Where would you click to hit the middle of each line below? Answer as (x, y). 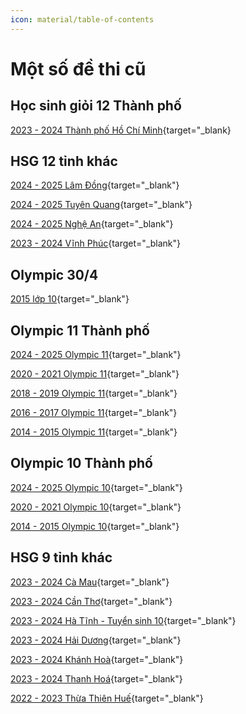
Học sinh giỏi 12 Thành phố (96, 106)
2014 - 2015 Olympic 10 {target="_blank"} (95, 526)
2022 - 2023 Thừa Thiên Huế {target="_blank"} (107, 698)
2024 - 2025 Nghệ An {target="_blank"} (92, 224)
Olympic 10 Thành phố (81, 463)
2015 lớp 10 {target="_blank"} (70, 299)
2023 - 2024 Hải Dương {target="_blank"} (96, 640)
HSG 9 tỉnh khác (61, 557)
